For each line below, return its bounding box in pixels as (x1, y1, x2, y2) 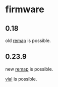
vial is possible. (5, 76, 37, 82)
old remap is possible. (5, 37, 51, 43)
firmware (5, 4, 44, 15)
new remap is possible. (5, 66, 53, 72)
